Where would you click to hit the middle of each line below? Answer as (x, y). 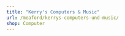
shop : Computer (26, 23)
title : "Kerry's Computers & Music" (53, 12)
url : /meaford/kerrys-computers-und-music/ (63, 18)
